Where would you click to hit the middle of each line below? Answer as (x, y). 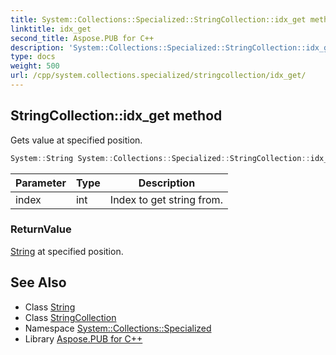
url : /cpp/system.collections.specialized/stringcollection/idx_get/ (158, 76)
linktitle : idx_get (51, 29)
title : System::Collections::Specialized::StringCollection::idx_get (158, 19)
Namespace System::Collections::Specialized (118, 328)
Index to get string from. (166, 199)
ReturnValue (41, 229)
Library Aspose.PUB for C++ (83, 338)
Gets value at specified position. (76, 140)
